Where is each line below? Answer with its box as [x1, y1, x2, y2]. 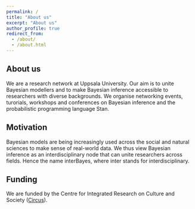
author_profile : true [6, 25, 60, 32]
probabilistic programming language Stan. [6, 105, 109, 112]
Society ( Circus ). [6, 196, 48, 204]
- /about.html [11, 42, 47, 48]
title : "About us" [6, 14, 52, 20]
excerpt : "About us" [6, 20, 58, 26]
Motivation [6, 123, 48, 133]
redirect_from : [6, 31, 44, 37]
